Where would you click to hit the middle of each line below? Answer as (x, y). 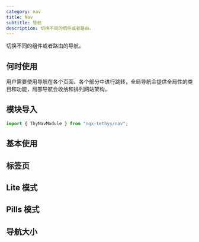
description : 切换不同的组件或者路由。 (50, 28)
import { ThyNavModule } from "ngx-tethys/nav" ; (67, 123)
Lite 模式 (22, 187)
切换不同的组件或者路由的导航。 (45, 46)
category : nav (24, 12)
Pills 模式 (23, 210)
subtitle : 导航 (24, 23)
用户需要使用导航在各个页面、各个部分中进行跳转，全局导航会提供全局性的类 (99, 82)
